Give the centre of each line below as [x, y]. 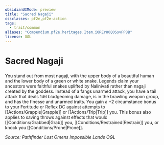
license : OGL [18, 37]
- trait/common [25, 28]
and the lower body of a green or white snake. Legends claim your [72, 81]
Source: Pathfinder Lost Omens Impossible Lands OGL [60, 137]
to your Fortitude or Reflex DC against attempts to [55, 107]
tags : [11, 23]
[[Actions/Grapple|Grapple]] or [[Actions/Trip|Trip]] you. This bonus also [78, 112]
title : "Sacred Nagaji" [29, 14]
